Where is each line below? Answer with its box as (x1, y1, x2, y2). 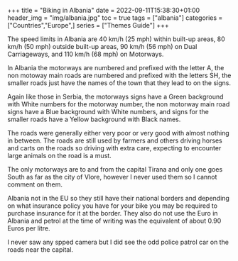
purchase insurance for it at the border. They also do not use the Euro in (7, 209, 218, 217)
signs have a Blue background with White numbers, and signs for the (7, 108, 210, 116)
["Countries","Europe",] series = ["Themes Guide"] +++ (7, 21, 169, 29)
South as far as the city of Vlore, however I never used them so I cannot (7, 173, 217, 181)
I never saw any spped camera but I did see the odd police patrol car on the (7, 238, 229, 246)
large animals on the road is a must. (7, 152, 112, 160)
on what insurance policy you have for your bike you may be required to (7, 201, 218, 210)
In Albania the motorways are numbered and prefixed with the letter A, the (7, 64, 225, 72)
